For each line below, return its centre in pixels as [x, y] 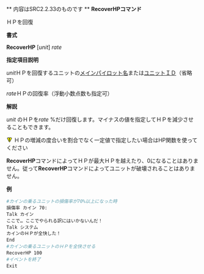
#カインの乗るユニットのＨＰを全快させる [51, 246]
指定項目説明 [22, 60]
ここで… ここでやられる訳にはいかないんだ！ [55, 221]
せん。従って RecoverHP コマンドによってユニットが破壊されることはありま [101, 168]
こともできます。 [33, 127]
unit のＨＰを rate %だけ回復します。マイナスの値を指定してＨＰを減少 [95, 119]
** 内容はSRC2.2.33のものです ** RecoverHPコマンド [74, 9]
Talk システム [22, 227]
